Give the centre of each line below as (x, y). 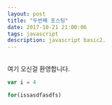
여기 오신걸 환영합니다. (39, 69)
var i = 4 (22, 82)
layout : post (27, 14)
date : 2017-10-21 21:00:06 (47, 27)
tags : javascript (33, 34)
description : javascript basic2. (57, 40)
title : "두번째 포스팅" (38, 21)
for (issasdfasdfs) (34, 95)
